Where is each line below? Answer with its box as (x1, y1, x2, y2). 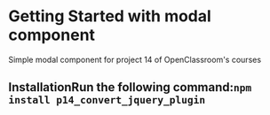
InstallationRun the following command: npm (8, 80, 252, 95)
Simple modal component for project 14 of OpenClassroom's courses (8, 54, 262, 65)
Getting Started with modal (8, 6, 212, 27)
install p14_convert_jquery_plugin (8, 94, 206, 107)
